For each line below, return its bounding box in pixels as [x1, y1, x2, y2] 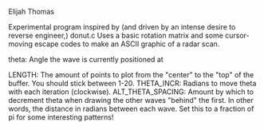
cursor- [224, 31, 250, 40]
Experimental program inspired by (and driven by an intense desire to [8, 22, 236, 31]
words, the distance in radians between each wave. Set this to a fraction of [8, 104, 254, 113]
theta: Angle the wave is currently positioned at [8, 55, 164, 64]
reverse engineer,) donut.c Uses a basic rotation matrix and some [8, 31, 223, 40]
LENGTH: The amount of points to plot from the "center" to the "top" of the [8, 70, 254, 79]
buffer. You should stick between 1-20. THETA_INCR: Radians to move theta [8, 79, 257, 88]
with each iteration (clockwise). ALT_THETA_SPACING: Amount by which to [8, 87, 254, 97]
